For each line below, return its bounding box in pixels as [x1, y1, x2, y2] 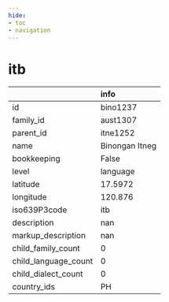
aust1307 [100, 115, 138, 126]
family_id [12, 115, 45, 126]
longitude [12, 192, 47, 203]
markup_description [12, 230, 86, 241]
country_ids [12, 281, 55, 293]
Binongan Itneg [100, 140, 157, 151]
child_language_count [12, 255, 93, 267]
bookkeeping [12, 153, 61, 164]
